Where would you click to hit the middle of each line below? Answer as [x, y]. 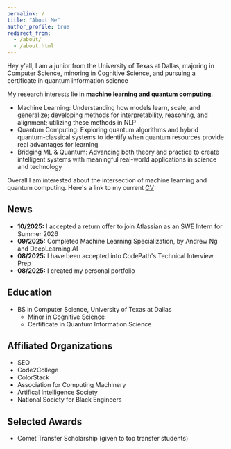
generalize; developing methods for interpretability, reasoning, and [112, 115]
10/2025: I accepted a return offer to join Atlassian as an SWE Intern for [120, 226]
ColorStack [33, 377]
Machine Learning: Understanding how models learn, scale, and [109, 108]
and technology [40, 167]
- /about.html [34, 46]
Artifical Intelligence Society [58, 392]
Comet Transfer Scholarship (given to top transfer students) [103, 439]
